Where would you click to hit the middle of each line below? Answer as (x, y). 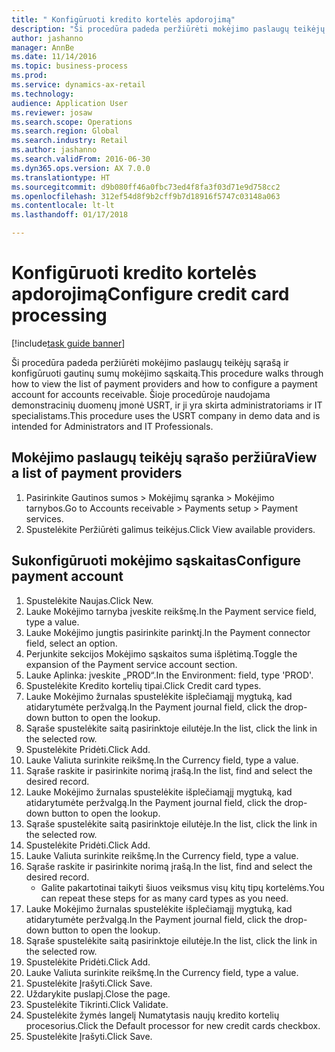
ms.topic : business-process (70, 66)
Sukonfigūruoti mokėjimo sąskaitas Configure (156, 561)
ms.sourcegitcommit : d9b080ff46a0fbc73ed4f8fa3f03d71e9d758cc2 (146, 187)
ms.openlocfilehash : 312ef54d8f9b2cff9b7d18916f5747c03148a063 (146, 196)
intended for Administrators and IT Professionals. (112, 426)
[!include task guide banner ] (68, 343)
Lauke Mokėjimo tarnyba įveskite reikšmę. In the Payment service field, (171, 611)
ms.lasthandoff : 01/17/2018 (70, 215)
